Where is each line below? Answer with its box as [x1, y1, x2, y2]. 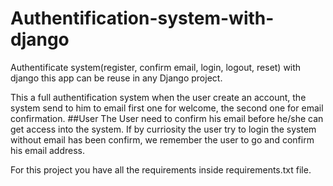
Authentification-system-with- [10, 7, 275, 30]
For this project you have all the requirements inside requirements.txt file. [10, 163, 312, 176]
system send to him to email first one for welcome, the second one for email [10, 102, 324, 114]
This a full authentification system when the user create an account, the [10, 91, 307, 103]
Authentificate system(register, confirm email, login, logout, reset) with [10, 61, 302, 73]
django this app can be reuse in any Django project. [10, 72, 223, 84]
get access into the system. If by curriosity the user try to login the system [10, 123, 317, 135]
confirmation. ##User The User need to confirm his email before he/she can [10, 112, 324, 124]
